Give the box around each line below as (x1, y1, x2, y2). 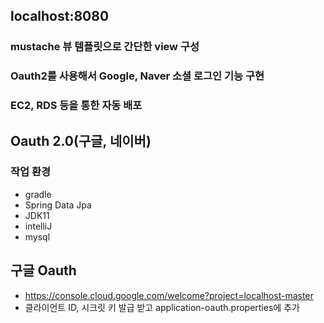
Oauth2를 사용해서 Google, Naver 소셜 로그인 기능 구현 (10, 69, 265, 83)
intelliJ (24, 220, 53, 232)
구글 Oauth (10, 262, 77, 279)
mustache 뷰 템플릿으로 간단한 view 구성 (10, 40, 200, 54)
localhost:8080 (10, 8, 110, 25)
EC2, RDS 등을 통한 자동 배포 (10, 99, 143, 113)
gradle (24, 188, 52, 200)
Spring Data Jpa (24, 199, 92, 211)
